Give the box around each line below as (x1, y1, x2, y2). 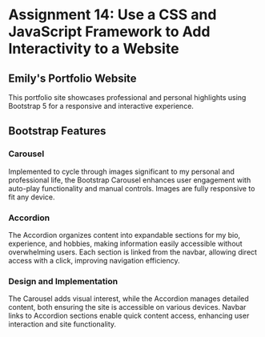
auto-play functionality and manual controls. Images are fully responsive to (8, 183, 255, 193)
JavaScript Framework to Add (8, 22, 211, 41)
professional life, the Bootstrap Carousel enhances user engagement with (8, 175, 251, 185)
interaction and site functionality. (8, 319, 117, 329)
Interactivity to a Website (8, 40, 179, 58)
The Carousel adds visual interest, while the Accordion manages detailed (8, 294, 250, 303)
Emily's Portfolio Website (8, 71, 138, 85)
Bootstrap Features (8, 124, 106, 138)
